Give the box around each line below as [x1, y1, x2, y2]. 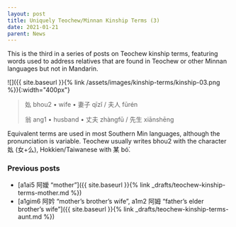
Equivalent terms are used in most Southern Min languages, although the [7, 129, 220, 138]
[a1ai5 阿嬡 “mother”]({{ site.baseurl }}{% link [17, 180, 150, 189]
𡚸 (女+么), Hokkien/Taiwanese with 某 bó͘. [7, 146, 131, 154]
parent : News [7, 30, 46, 37]
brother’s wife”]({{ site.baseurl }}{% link [17, 204, 134, 213]
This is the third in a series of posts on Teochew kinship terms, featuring [7, 50, 218, 58]
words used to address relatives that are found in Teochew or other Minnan [7, 57, 227, 66]
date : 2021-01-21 [7, 23, 59, 30]
